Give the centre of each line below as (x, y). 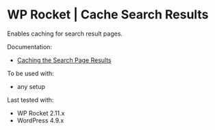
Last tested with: (30, 100)
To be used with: (31, 73)
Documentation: (30, 47)
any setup (31, 86)
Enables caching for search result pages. (65, 34)
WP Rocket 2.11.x (41, 113)
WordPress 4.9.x (40, 120)
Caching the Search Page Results (64, 60)
